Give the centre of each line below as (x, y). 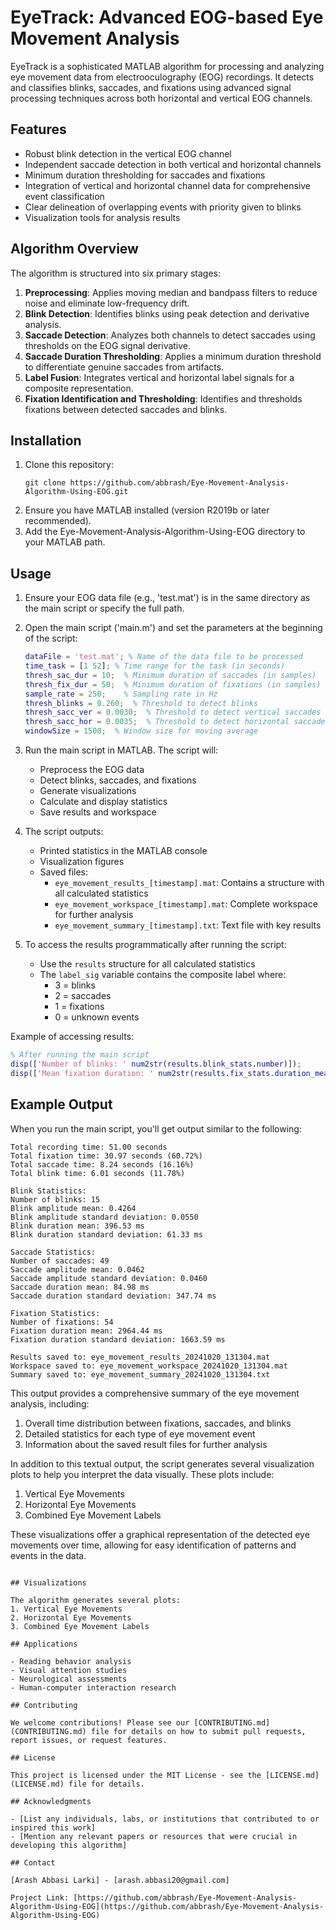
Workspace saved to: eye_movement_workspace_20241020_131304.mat (149, 1366)
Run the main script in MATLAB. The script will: (121, 750)
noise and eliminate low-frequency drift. (107, 303)
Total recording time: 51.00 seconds (89, 1147)
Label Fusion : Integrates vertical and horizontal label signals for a (159, 377)
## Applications (44, 1644)
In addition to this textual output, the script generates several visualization (162, 1463)
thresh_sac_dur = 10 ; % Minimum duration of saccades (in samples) (170, 675)
